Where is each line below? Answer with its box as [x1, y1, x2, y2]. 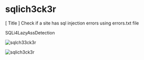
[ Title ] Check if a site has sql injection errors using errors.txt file [5, 20, 139, 26]
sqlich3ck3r [5, 3, 56, 15]
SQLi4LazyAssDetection [5, 29, 55, 35]
